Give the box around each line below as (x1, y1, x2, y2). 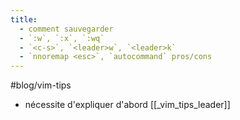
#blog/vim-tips (10, 79, 72, 91)
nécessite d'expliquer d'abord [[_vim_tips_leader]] (24, 99, 231, 111)
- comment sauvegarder (19, 24, 114, 34)
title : (10, 14, 38, 25)
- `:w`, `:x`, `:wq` (19, 33, 105, 43)
